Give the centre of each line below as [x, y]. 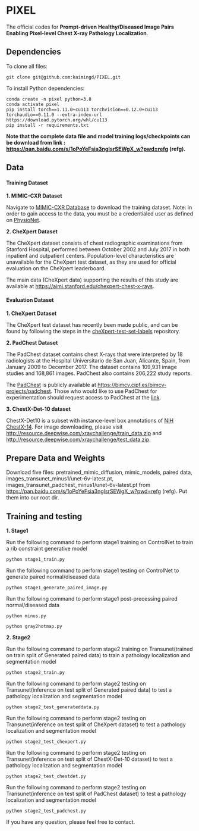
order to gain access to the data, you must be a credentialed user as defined [100, 214]
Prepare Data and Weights [56, 458]
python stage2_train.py [36, 673]
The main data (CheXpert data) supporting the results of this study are [92, 280]
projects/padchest [29, 391]
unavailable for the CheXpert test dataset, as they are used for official [91, 262]
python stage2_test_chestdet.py [46, 777]
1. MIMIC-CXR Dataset [34, 196]
